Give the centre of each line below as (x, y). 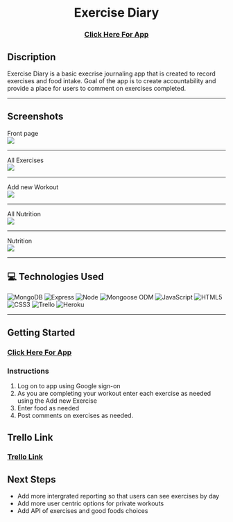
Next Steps (32, 479)
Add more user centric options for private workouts (90, 503)
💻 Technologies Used (55, 277)
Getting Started (41, 332)
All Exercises (25, 160)
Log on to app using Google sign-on (69, 386)
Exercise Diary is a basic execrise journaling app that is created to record (112, 73)
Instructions (28, 371)
